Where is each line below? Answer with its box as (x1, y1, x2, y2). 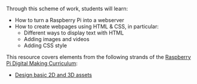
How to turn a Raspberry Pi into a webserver (14, 17, 124, 23)
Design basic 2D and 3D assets (14, 71, 93, 78)
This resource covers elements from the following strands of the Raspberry (6, 54, 191, 60)
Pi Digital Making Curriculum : (6, 60, 78, 67)
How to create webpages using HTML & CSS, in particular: (14, 23, 159, 30)
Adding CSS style (23, 42, 67, 49)
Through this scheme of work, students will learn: (6, 5, 128, 12)
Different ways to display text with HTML (23, 29, 124, 36)
